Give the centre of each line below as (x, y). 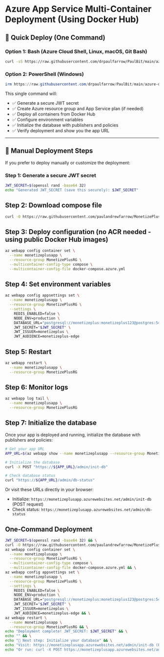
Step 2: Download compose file (54, 205)
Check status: (26, 510)
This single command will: (31, 94)
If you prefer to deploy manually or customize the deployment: (68, 163)
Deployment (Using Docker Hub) (72, 19)
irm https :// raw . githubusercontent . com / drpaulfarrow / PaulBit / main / (75, 84)
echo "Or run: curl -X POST (34, 650)
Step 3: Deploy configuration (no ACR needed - (78, 232)
